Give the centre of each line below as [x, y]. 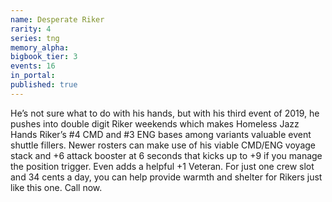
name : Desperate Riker [57, 19]
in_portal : [33, 76]
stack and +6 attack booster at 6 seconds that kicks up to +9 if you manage [166, 155]
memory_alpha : [40, 47]
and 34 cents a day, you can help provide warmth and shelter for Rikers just [166, 177]
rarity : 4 [31, 29]
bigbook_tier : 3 [44, 57]
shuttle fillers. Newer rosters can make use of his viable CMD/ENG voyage [163, 145]
